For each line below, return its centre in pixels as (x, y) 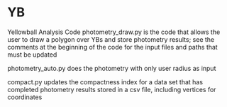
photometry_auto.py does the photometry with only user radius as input (112, 68)
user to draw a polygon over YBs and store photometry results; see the (111, 39)
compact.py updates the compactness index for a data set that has (105, 81)
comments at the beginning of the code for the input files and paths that (112, 47)
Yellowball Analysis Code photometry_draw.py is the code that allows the (114, 32)
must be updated (32, 55)
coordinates (25, 97)
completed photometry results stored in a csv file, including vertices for (112, 89)
